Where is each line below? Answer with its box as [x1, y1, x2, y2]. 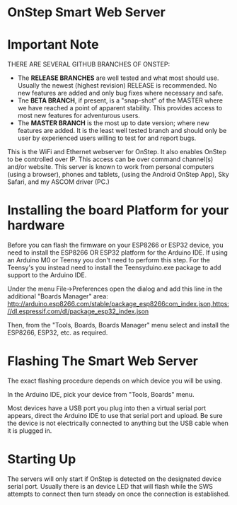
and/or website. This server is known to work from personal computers [7, 163, 214, 171]
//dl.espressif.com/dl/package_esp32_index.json [7, 307, 149, 315]
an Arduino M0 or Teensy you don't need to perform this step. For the [7, 256, 210, 265]
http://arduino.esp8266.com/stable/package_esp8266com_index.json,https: [7, 300, 230, 308]
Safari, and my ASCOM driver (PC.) [7, 178, 110, 186]
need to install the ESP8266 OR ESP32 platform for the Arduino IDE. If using [7, 248, 228, 257]
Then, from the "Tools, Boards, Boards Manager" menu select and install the [7, 321, 230, 330]
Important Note [7, 37, 99, 53]
